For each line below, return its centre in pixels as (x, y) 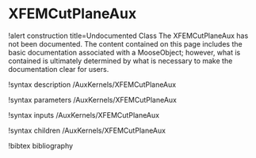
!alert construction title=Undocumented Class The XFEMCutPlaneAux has (128, 36)
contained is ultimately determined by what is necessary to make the (120, 61)
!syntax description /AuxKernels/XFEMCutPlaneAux (92, 85)
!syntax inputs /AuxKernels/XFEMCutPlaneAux (84, 115)
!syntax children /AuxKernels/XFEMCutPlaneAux (87, 130)
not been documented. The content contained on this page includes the (126, 43)
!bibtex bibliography (41, 145)
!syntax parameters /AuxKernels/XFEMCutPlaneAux (92, 100)
